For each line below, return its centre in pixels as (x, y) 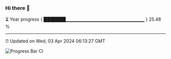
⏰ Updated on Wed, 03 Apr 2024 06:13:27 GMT (55, 41)
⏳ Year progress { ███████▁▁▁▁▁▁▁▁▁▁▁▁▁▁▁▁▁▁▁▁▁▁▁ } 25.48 (83, 19)
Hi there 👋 (18, 8)
